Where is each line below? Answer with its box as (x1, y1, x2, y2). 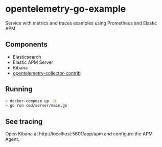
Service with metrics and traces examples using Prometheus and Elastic (5, 20, 157, 26)
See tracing (5, 117, 43, 126)
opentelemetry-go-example (5, 3, 126, 15)
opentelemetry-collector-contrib (12, 70, 81, 76)
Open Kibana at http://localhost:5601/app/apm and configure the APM (5, 131, 153, 137)
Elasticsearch (12, 54, 41, 60)
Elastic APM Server (12, 59, 54, 65)
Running (5, 85, 33, 93)
